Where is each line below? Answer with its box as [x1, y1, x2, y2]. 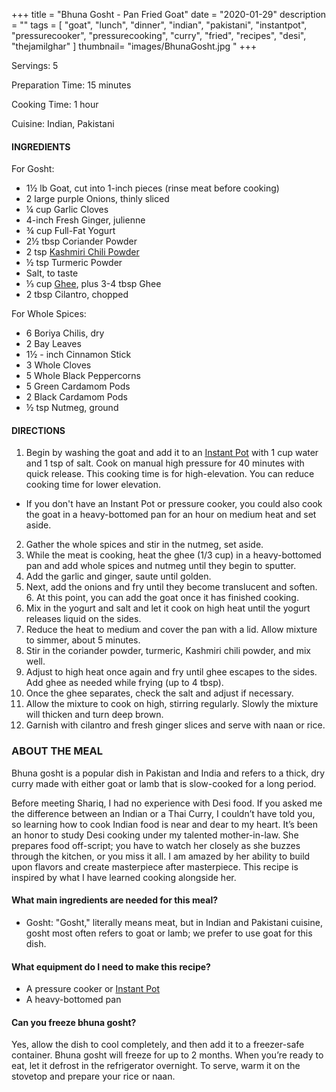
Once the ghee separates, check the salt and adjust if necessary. [25, 687, 294, 699]
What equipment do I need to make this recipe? [11, 960, 211, 973]
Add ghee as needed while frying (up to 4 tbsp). [25, 677, 224, 689]
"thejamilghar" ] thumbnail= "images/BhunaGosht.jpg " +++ [11, 40, 258, 52]
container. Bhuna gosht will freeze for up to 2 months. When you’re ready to [11, 1049, 324, 1061]
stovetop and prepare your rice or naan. [11, 1070, 176, 1083]
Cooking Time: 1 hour [11, 99, 99, 110]
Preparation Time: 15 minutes [11, 79, 132, 91]
